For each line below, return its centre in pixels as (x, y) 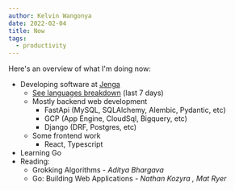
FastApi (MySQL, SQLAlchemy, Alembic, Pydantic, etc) (135, 110)
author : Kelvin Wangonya (50, 16)
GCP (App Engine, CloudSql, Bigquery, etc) (116, 118)
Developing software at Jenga (70, 85)
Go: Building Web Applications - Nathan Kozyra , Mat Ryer (129, 179)
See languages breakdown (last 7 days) (98, 93)
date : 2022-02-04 (38, 23)
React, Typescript (73, 144)
